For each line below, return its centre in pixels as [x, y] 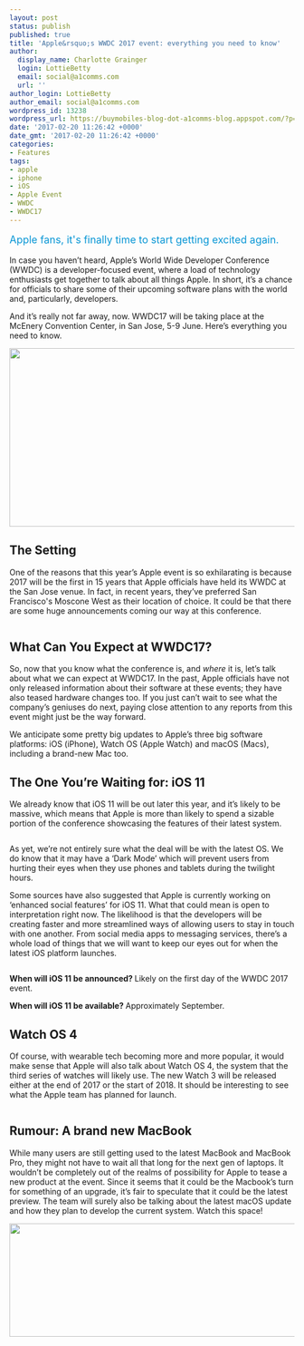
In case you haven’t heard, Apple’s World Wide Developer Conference [139, 260]
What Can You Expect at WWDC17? [111, 647]
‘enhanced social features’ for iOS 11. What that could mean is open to [139, 905]
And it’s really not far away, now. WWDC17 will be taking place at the [137, 316]
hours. [21, 878]
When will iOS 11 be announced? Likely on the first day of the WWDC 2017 [149, 979]
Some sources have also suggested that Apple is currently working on [140, 896]
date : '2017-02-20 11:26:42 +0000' [76, 128]
